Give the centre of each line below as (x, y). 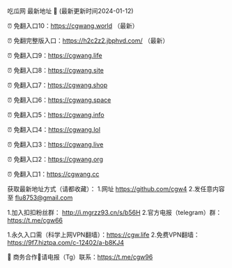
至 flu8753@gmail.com (40, 198)
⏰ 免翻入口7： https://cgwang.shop (57, 85)
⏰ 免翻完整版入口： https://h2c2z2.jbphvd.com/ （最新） (88, 40)
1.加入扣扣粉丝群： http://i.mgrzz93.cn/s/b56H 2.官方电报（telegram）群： (115, 213)
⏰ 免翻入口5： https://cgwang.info (56, 115)
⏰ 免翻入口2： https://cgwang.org (55, 159)
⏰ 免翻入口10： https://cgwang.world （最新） (73, 26)
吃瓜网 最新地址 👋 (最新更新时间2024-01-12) (70, 11)
